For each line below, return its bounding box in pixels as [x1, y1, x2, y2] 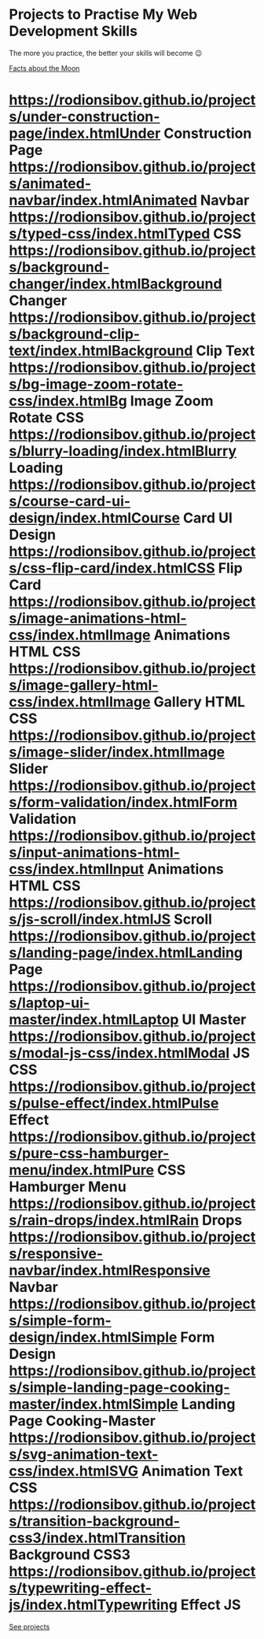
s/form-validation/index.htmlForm [9, 793, 238, 811]
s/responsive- [9, 1245, 104, 1263]
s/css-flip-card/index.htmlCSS [9, 559, 215, 578]
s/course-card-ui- [9, 493, 131, 511]
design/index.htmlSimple [9, 1328, 178, 1346]
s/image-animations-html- [9, 610, 187, 627]
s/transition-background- [9, 1512, 180, 1530]
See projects [9, 1622, 50, 1631]
